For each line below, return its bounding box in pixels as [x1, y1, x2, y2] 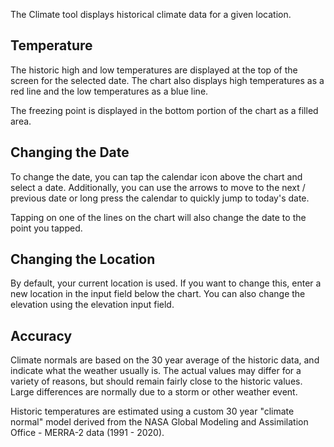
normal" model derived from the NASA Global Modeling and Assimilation [10, 416, 309, 428]
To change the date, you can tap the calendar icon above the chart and [10, 170, 303, 183]
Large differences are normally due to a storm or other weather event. [10, 386, 298, 398]
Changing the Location [10, 251, 156, 268]
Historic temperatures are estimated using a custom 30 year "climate [10, 405, 295, 418]
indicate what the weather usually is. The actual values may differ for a [10, 365, 302, 377]
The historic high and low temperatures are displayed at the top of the [10, 64, 298, 76]
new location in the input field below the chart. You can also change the [10, 288, 306, 300]
